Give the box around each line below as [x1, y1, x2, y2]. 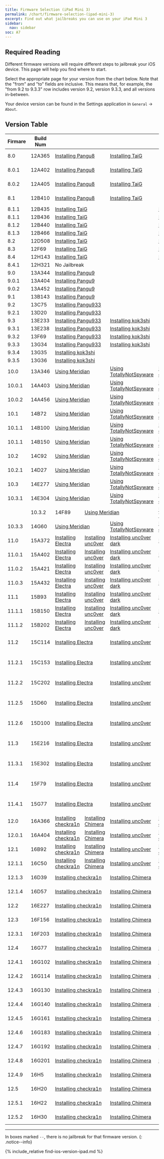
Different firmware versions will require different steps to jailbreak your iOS [5, 61, 155, 67]
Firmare [7, 138, 26, 145]
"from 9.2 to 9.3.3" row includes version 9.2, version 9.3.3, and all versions [5, 86, 155, 92]
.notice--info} [5, 1139, 33, 1145]
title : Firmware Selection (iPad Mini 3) [5, 7, 91, 12]
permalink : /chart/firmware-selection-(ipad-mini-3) [5, 12, 115, 17]
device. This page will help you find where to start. [5, 66, 107, 72]
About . [5, 106, 18, 112]
